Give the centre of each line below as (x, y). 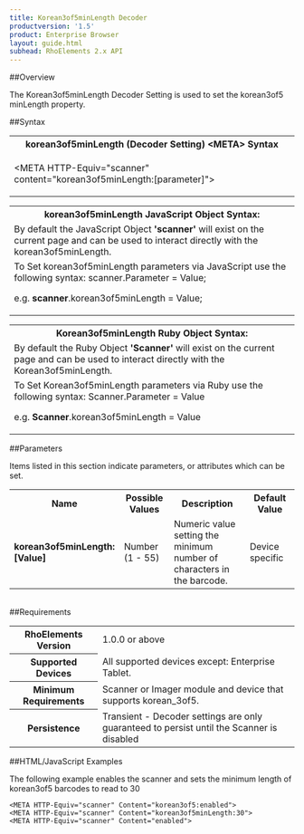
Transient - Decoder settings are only (183, 716)
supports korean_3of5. (151, 701)
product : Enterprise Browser (64, 34)
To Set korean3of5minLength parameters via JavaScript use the (150, 266)
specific (266, 558)
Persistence (53, 728)
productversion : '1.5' (52, 26)
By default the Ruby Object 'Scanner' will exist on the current (144, 348)
